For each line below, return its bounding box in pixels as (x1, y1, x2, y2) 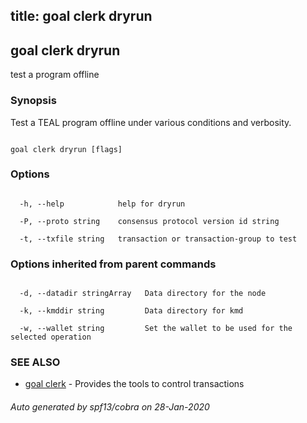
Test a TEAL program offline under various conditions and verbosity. (10, 116, 292, 128)
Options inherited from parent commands (10, 257, 217, 271)
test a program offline (10, 69, 100, 81)
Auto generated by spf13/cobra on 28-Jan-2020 (10, 400, 210, 413)
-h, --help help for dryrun (19, 199, 186, 209)
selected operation (10, 332, 92, 343)
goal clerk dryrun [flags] (10, 144, 123, 154)
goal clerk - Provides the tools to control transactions (24, 378, 245, 390)
